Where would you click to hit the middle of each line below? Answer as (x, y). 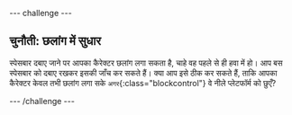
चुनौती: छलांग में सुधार (55, 41)
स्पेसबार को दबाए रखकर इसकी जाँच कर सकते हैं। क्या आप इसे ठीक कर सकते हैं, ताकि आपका (143, 73)
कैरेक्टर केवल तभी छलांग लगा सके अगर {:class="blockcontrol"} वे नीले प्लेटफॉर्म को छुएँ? (143, 83)
